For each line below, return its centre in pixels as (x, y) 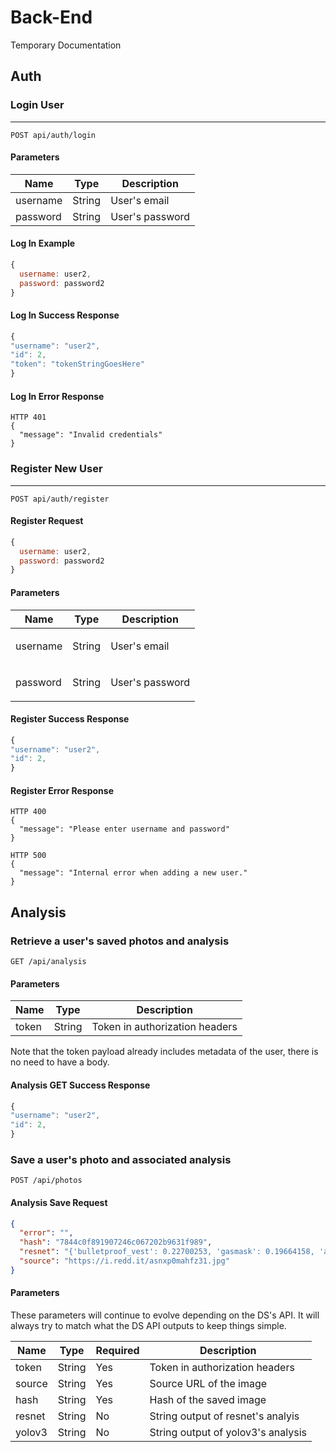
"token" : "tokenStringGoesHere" (77, 364)
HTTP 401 (28, 417)
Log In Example (43, 243)
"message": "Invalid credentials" (91, 435)
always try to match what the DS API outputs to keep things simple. (148, 1325)
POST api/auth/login (53, 135)
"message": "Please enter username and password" (124, 829)
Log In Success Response (65, 315)
